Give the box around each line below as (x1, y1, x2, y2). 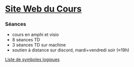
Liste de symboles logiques (5, 57, 60, 63)
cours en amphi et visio (12, 32, 59, 37)
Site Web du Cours (5, 3, 82, 15)
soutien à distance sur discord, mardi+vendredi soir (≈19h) (12, 47, 130, 53)
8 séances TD (12, 37, 40, 43)
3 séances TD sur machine (12, 42, 66, 48)
